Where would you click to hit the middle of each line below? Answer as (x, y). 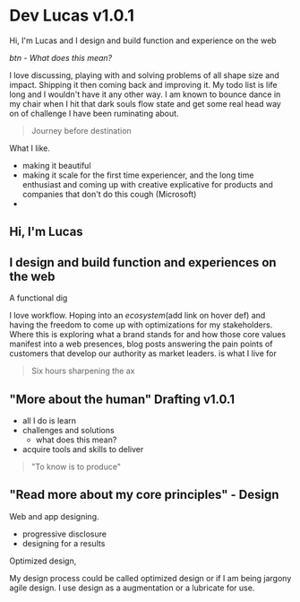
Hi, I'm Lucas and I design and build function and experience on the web (143, 40)
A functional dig (39, 298)
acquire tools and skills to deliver (83, 449)
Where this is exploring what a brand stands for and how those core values (148, 335)
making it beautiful (56, 165)
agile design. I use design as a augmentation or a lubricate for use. (132, 588)
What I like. (30, 148)
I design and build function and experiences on (143, 262)
